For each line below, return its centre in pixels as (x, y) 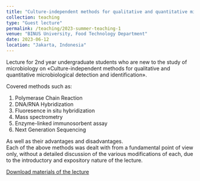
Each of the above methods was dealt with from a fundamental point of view (100, 148)
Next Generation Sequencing (50, 130)
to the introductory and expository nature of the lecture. (74, 160)
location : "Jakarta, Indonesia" (46, 45)
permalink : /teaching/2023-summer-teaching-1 (63, 28)
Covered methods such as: (39, 86)
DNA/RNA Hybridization (44, 104)
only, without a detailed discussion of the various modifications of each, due (100, 154)
